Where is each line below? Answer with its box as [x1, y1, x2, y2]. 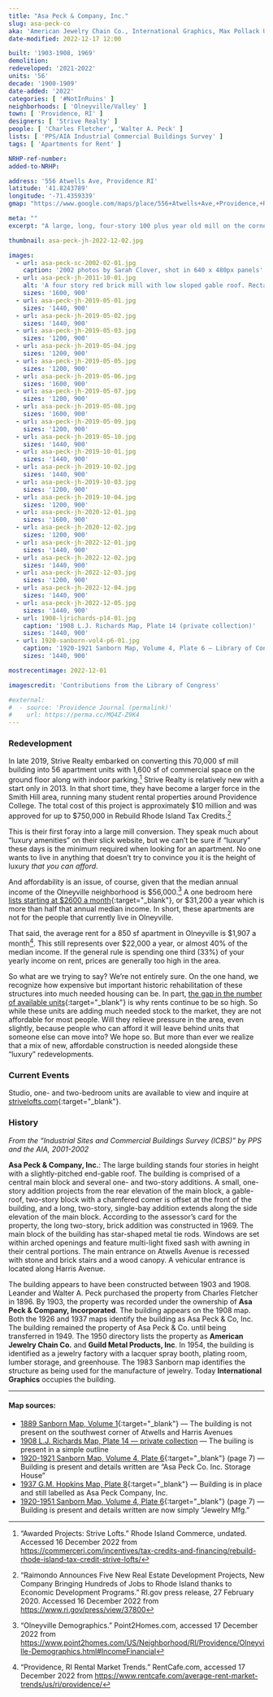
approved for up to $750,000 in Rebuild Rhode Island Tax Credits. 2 [8, 810, 232, 820]
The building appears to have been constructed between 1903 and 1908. [8, 1279, 252, 1289]
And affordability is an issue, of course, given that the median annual [8, 877, 238, 886]
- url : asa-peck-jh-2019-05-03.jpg [15, 327, 136, 335]
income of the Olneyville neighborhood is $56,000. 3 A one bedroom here [8, 885, 253, 897]
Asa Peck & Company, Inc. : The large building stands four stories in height [8, 1160, 259, 1169]
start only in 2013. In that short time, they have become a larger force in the [8, 784, 261, 794]
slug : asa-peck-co [8, 20, 71, 28]
